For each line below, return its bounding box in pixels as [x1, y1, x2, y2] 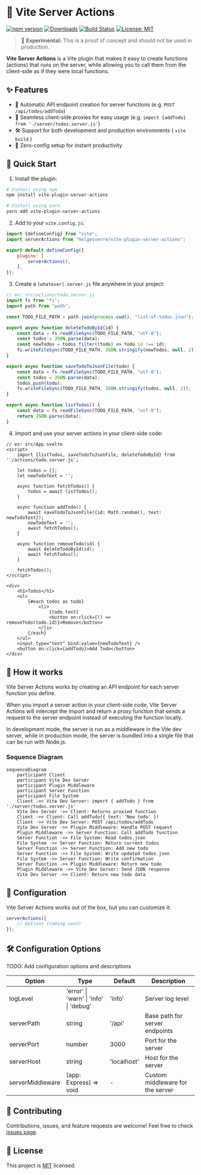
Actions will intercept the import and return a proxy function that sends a [6, 707, 185, 715]
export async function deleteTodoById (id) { [6, 325, 119, 331]
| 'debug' [66, 1002, 92, 1010]
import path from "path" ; [6, 303, 71, 309]
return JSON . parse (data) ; [17, 413, 82, 419]
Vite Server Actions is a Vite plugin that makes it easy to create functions [6, 55, 188, 62]
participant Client [17, 772, 66, 778]
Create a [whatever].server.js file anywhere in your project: [14, 280, 165, 288]
